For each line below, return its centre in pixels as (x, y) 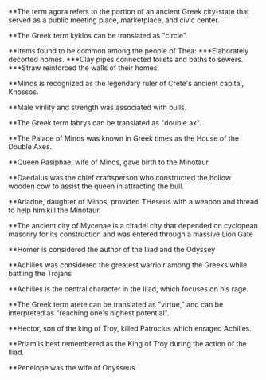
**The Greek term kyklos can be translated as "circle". (98, 36)
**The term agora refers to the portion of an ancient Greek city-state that (129, 12)
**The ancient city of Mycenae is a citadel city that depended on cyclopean (133, 226)
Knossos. (23, 92)
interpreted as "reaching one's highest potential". (89, 313)
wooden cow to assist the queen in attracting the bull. (96, 186)
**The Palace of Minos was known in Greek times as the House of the (124, 138)
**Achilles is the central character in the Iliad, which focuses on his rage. (129, 289)
